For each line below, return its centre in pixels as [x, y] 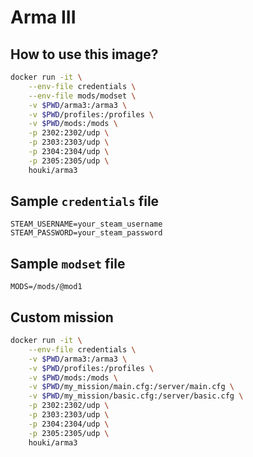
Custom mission [62, 317]
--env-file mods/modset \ [82, 96]
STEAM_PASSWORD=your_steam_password [86, 233]
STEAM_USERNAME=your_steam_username [86, 224]
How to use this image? [84, 54]
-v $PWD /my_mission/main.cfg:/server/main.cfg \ [131, 387]
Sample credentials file [85, 201]
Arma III [43, 17]
